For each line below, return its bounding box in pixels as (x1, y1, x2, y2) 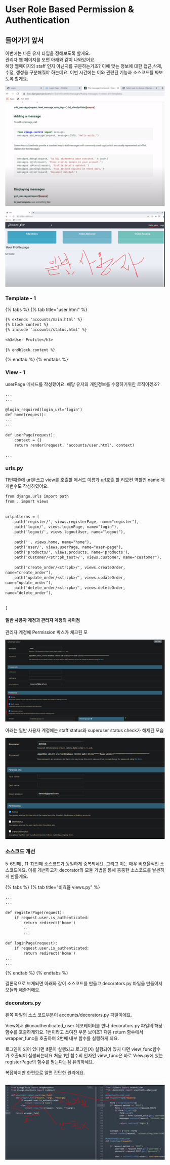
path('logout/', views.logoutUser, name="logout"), (14, 529, 125, 534)
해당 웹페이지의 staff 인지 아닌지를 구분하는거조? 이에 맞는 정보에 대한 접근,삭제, (5, 63, 163, 69)
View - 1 (5, 369, 25, 376)
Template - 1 (5, 295, 36, 302)
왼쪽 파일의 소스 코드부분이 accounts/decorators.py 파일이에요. (5, 1012, 133, 1018)
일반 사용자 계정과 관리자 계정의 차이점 (5, 617, 80, 623)
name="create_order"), (5, 570, 53, 575)
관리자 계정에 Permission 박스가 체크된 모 (5, 629, 88, 636)
